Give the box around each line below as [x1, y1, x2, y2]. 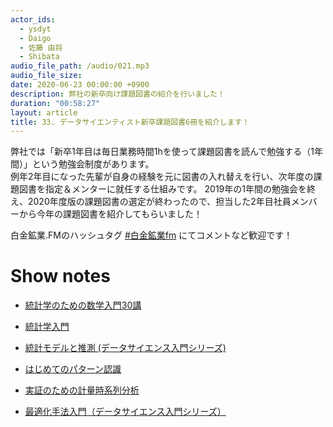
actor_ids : [10, 14, 56, 25]
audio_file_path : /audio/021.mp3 [10, 61, 150, 71]
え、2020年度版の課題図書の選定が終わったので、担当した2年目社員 [10, 196, 292, 208]
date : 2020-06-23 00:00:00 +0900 [10, 80, 150, 90]
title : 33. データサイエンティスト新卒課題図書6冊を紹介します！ [10, 117, 250, 127]
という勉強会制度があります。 [31, 158, 155, 170]
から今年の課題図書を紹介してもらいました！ [18, 208, 203, 220]
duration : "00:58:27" [10, 98, 101, 108]
